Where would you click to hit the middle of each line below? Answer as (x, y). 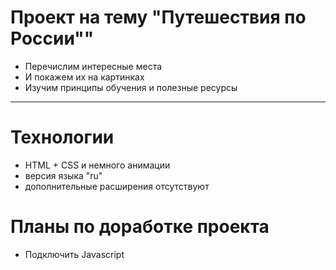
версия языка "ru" (63, 175)
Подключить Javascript (74, 254)
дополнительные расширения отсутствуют (117, 186)
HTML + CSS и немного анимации (97, 165)
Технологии (62, 137)
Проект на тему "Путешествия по (158, 17)
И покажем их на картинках (84, 77)
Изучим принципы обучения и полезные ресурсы (131, 87)
